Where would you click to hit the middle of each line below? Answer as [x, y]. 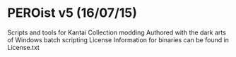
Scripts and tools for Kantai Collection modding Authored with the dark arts [117, 32]
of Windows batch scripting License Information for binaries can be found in [118, 39]
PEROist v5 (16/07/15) [72, 13]
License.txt [24, 47]
